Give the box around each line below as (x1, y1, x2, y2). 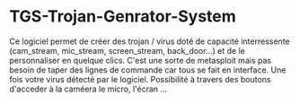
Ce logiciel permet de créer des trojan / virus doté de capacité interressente (9, 36, 290, 47)
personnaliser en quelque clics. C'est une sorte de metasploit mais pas (9, 55, 272, 65)
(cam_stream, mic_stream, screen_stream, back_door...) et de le (9, 45, 245, 56)
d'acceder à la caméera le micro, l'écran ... (9, 83, 168, 94)
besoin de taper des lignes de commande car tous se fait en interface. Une (9, 64, 286, 75)
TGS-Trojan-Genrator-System (9, 6, 236, 27)
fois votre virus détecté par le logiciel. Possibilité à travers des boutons (9, 73, 271, 84)
